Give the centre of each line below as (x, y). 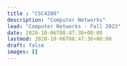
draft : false (26, 45)
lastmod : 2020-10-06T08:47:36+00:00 (59, 39)
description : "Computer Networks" (57, 20)
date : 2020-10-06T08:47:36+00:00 (55, 33)
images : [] (23, 52)
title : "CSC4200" (33, 13)
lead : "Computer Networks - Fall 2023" (64, 26)
